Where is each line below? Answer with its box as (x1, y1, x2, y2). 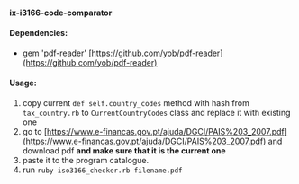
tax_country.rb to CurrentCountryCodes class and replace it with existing (22, 108, 291, 118)
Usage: (9, 77, 38, 89)
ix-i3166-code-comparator (9, 7, 113, 18)
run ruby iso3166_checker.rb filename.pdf (22, 164, 183, 175)
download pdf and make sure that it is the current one (22, 145, 227, 156)
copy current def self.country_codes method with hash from (22, 98, 249, 108)
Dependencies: (9, 28, 68, 39)
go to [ (22, 127, 48, 136)
